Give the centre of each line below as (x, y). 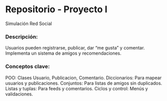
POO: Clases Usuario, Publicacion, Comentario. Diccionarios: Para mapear (83, 78)
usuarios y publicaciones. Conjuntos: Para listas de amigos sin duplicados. (84, 83)
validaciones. (19, 94)
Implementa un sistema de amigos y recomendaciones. (63, 53)
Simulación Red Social (29, 23)
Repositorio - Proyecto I (56, 9)
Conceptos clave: (28, 66)
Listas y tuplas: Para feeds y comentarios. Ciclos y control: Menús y (77, 88)
